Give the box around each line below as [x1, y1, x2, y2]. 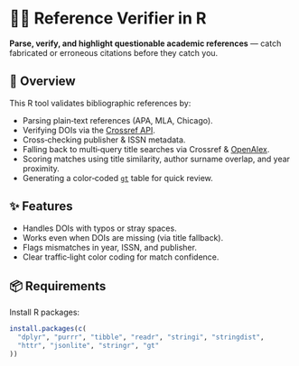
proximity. [22, 162, 61, 174]
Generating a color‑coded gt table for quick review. [22, 172, 214, 183]
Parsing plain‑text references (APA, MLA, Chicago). [22, 114, 214, 125]
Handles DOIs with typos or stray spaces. [22, 223, 178, 233]
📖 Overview [9, 74, 76, 89]
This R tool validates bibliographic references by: [9, 97, 192, 108]
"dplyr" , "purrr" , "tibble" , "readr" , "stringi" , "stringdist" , [17, 333, 265, 342]
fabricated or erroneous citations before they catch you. [9, 47, 219, 58]
